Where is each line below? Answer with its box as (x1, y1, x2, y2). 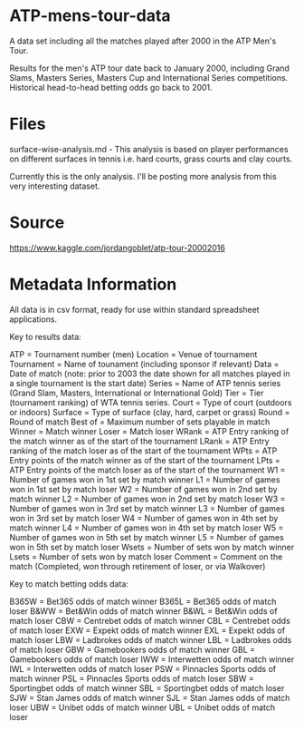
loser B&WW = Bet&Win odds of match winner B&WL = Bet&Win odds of (9, 605, 278, 617)
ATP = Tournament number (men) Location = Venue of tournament (9, 348, 258, 359)
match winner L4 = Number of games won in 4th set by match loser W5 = (9, 522, 284, 533)
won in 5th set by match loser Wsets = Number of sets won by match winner (9, 541, 295, 552)
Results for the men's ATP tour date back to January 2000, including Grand (9, 63, 290, 73)
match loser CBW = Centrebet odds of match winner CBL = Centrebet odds (9, 615, 291, 626)
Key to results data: (9, 331, 81, 342)
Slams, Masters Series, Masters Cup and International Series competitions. (9, 72, 289, 83)
